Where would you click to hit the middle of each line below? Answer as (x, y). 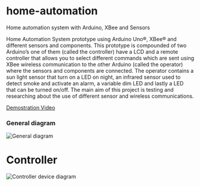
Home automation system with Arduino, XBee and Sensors (78, 27)
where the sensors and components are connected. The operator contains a (100, 70)
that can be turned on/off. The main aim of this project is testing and (90, 89)
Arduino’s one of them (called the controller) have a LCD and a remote (92, 51)
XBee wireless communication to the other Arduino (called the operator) (95, 64)
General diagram (31, 123)
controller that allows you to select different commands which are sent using (100, 58)
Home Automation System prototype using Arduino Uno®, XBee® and (92, 39)
